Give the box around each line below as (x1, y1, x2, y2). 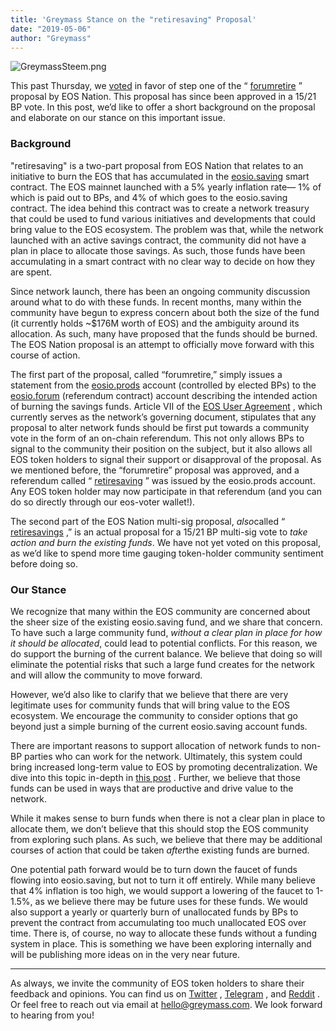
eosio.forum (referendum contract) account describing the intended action (10, 389, 318, 401)
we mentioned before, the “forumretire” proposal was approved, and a (10, 464, 300, 476)
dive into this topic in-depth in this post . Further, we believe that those (10, 771, 302, 783)
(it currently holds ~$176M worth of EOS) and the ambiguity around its (10, 317, 300, 329)
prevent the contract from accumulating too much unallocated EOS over (10, 916, 307, 928)
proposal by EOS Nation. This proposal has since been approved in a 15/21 (10, 91, 317, 103)
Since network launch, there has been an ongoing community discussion (10, 285, 311, 297)
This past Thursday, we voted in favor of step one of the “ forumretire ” (10, 80, 303, 92)
